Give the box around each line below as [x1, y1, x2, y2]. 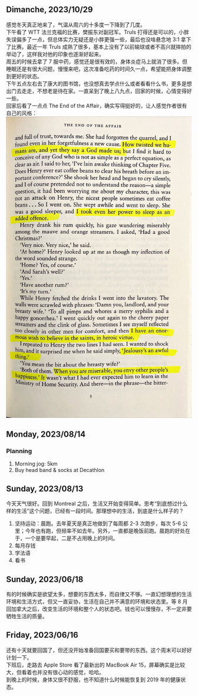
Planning [6, 447, 32, 456]
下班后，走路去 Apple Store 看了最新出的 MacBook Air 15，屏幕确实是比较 [6, 661, 186, 668]
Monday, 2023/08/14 [6, 430, 86, 440]
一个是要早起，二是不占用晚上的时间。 [25, 535, 118, 542]
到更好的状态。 [6, 72, 42, 80]
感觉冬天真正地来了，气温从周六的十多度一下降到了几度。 [6, 21, 146, 28]
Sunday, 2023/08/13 [6, 483, 84, 494]
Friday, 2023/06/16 [6, 630, 78, 640]
